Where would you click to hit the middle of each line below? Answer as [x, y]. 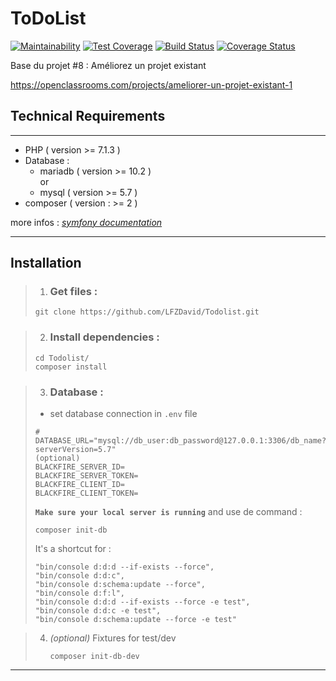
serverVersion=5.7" [75, 450]
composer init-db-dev [94, 657]
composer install [71, 367]
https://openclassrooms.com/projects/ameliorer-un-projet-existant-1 [151, 84]
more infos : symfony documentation [86, 222]
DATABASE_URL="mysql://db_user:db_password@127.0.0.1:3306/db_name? [180, 441]
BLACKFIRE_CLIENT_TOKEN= [86, 493]
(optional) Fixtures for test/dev [113, 638]
